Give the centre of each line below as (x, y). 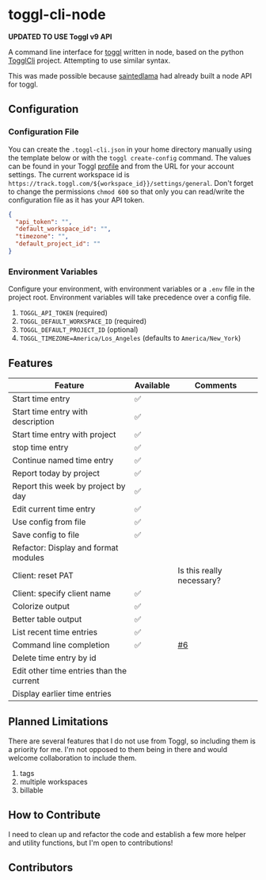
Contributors (41, 868)
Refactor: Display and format (65, 547)
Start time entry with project (64, 434)
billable (31, 790)
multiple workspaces (54, 782)
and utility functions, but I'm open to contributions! (91, 843)
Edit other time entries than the (70, 670)
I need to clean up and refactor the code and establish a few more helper (127, 834)
